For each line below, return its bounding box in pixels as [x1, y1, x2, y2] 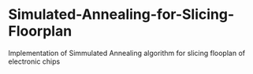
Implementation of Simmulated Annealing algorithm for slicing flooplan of [8, 48, 246, 57]
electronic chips [8, 57, 61, 66]
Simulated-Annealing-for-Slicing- [8, 6, 235, 24]
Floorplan [8, 22, 73, 40]
